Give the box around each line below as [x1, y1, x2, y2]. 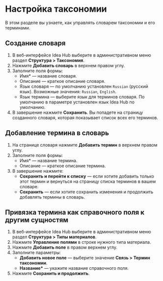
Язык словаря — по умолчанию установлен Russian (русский [19, 83, 148, 89]
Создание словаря [5, 39, 66, 48]
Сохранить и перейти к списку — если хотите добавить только [19, 173, 155, 179]
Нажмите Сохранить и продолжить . [12, 271, 90, 277]
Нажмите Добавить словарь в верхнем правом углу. [12, 62, 125, 68]
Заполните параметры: [12, 250, 61, 255]
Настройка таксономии [5, 3, 107, 15]
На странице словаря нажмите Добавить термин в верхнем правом [12, 142, 158, 148]
